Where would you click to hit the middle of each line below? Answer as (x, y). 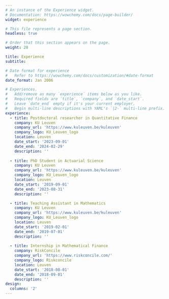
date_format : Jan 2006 (29, 80)
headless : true (21, 34)
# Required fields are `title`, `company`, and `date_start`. (75, 99)
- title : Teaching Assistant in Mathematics (58, 203)
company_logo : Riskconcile (43, 260)
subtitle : (16, 61)
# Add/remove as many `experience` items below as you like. (74, 94)
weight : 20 (17, 48)
